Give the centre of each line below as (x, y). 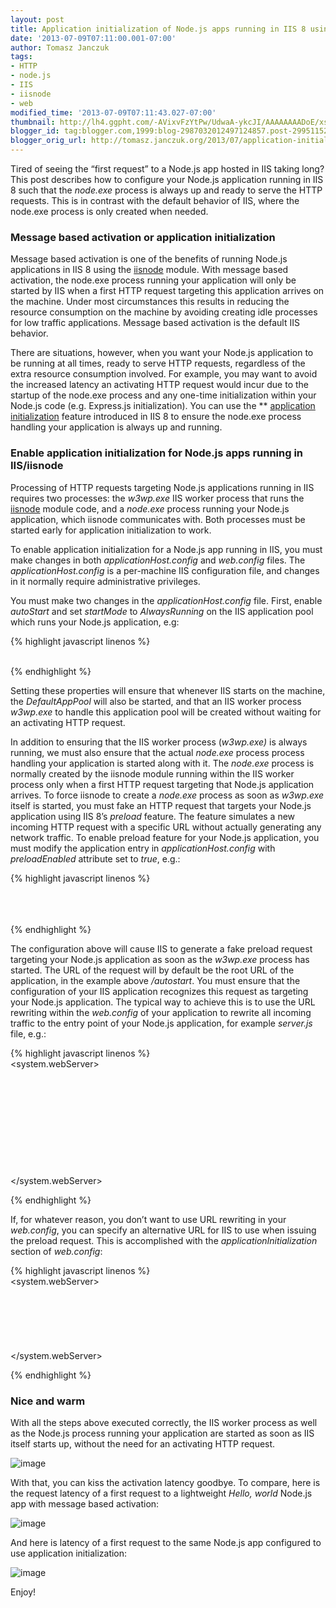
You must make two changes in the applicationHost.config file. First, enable (166, 600)
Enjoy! (23, 1592)
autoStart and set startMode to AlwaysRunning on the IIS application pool (162, 611)
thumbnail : (33, 122)
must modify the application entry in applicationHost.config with (143, 848)
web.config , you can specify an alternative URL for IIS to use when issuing (163, 1230)
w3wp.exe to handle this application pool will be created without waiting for (166, 712)
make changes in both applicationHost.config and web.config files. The (158, 560)
